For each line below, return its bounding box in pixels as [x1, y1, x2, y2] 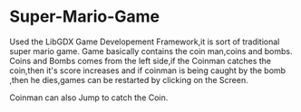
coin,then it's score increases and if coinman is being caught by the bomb [9, 65, 286, 76]
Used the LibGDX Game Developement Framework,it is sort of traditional [9, 36, 280, 47]
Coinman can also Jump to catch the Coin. [9, 92, 169, 103]
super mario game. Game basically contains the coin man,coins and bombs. [9, 45, 293, 56]
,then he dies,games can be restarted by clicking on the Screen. [9, 74, 248, 85]
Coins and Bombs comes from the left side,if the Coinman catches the [9, 55, 272, 66]
